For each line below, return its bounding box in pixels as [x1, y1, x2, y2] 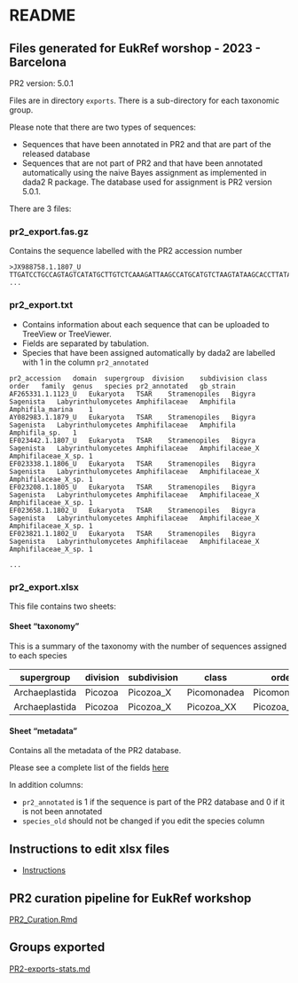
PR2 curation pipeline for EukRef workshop [9, 891, 252, 906]
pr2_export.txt [9, 299, 74, 311]
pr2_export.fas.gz [9, 225, 89, 238]
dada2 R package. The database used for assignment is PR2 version [21, 177, 272, 187]
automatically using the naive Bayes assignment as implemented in [21, 168, 267, 177]
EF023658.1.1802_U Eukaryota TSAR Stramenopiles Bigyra [9, 506, 255, 515]
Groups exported [9, 940, 106, 955]
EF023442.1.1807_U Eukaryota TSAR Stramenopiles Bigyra [9, 436, 255, 444]
